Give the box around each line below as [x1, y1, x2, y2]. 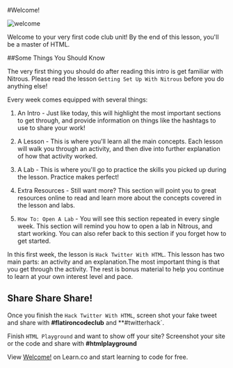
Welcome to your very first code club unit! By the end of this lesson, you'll [7, 33, 219, 41]
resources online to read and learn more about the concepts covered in [17, 194, 222, 202]
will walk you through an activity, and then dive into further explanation [17, 145, 220, 152]
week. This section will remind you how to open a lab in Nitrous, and [17, 222, 213, 230]
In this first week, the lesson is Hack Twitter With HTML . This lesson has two [7, 250, 225, 258]
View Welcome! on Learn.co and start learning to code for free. [7, 353, 188, 361]
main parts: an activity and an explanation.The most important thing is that [7, 257, 220, 266]
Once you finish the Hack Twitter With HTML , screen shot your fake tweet [7, 311, 217, 319]
